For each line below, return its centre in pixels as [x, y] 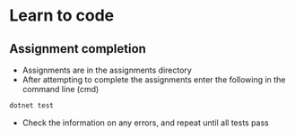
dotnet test [31, 106]
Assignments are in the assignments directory [107, 70]
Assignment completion [78, 49]
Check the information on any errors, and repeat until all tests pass [145, 123]
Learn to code [62, 16]
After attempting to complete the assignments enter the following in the [154, 80]
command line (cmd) [61, 89]
